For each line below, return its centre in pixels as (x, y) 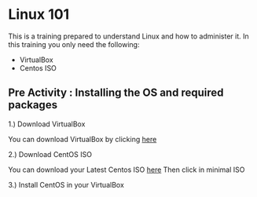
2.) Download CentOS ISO (50, 154)
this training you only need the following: (74, 44)
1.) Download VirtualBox (47, 124)
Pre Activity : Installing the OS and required (116, 93)
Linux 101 (39, 15)
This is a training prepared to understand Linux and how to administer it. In (128, 36)
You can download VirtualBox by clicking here (83, 139)
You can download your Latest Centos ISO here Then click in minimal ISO (127, 170)
